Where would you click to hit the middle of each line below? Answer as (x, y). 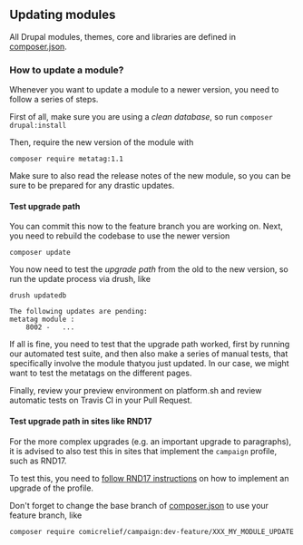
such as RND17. (38, 461)
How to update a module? (67, 70)
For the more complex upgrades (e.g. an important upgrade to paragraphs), (151, 441)
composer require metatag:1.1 (67, 159)
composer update (40, 253)
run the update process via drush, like (80, 279)
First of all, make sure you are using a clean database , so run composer (142, 117)
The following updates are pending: (78, 312)
